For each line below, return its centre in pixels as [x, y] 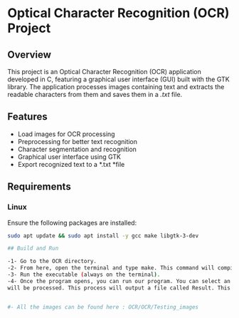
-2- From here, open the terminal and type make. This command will [111, 268]
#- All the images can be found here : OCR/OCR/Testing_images [103, 307]
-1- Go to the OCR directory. [52, 262]
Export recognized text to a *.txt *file [71, 164]
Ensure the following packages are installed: [72, 222]
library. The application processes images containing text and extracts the [116, 87]
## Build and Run [33, 248]
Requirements [39, 187]
